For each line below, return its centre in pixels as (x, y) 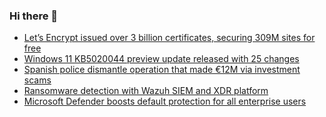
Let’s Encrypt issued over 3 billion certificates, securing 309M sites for (169, 38)
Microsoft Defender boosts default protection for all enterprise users (165, 101)
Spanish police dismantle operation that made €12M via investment (162, 70)
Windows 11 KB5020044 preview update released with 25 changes (161, 59)
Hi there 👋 (34, 16)
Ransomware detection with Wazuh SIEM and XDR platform (146, 91)
